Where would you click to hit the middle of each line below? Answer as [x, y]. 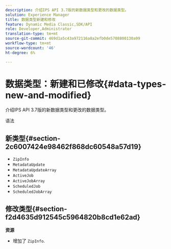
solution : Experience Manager [38, 15]
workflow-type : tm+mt [28, 43]
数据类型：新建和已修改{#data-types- [86, 84]
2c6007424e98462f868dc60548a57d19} [74, 147]
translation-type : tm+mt [32, 34]
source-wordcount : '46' [31, 48]
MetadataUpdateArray [34, 170]
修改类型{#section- [36, 209]
